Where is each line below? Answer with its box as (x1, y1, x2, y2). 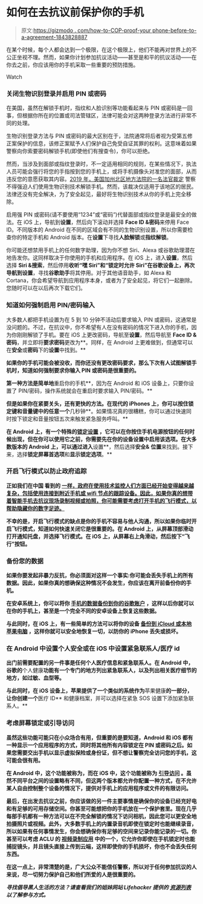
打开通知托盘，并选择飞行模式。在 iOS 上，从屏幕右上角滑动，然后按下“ (6, 532, 185, 540)
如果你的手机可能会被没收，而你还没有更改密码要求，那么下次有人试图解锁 (6, 359, 192, 366)
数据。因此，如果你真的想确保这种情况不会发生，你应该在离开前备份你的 (6, 579, 186, 587)
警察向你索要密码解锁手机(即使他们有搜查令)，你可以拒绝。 (6, 148, 153, 155)
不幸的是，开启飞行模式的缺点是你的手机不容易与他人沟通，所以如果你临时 (6, 517, 192, 525)
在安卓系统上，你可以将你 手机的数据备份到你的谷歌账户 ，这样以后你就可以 (6, 600, 195, 607)
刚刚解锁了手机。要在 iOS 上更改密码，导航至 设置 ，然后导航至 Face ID (16, 331, 192, 338)
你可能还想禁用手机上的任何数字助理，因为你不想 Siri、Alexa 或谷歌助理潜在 (6, 246, 195, 254)
